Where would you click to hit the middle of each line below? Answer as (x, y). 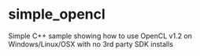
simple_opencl (57, 14)
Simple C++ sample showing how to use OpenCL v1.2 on (100, 36)
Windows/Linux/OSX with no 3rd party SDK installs (91, 44)
